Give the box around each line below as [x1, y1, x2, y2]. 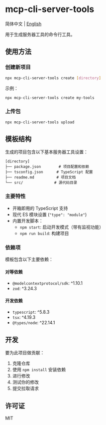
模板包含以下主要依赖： [5, 256, 53, 262]
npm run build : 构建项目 [19, 230, 69, 236]
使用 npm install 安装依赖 [12, 367, 66, 373]
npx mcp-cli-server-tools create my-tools [5, 95, 95, 100]
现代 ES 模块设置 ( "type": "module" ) [12, 211, 87, 218]
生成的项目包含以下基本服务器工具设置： [5, 149, 88, 155]
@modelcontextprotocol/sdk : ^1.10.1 [12, 280, 83, 286]
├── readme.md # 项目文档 [5, 175, 76, 180]
